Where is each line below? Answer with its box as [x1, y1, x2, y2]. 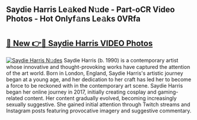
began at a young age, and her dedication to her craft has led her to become [6, 76, 192, 83]
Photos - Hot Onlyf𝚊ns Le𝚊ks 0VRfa [6, 14, 141, 24]
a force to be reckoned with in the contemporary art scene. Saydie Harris [6, 82, 183, 89]
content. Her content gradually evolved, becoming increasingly [24, 95, 177, 102]
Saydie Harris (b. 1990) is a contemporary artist [64, 57, 179, 64]
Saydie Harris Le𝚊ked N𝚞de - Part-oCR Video [6, 5, 175, 15]
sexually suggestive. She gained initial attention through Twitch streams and [6, 101, 191, 108]
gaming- [158, 88, 178, 95]
